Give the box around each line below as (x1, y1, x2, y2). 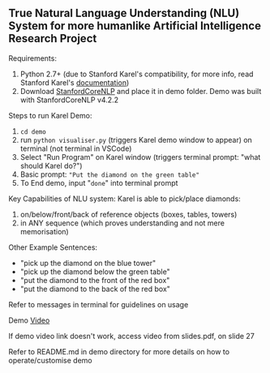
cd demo (19, 127, 46, 136)
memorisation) (19, 226, 69, 236)
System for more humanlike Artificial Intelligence (8, 19, 262, 33)
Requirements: (8, 53, 57, 63)
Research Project (8, 32, 97, 45)
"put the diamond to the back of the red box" (19, 284, 170, 294)
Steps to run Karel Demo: (8, 110, 92, 120)
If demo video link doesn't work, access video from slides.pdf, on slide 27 (8, 331, 255, 341)
